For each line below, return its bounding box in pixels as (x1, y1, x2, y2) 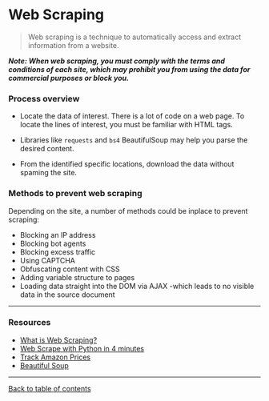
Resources (8, 317, 51, 328)
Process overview (8, 93, 80, 104)
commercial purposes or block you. (8, 73, 130, 82)
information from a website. (27, 40, 119, 50)
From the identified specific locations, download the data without (19, 159, 235, 169)
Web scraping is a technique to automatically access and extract (27, 32, 242, 42)
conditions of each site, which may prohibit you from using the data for (8, 64, 251, 74)
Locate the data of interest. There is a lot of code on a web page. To (19, 111, 245, 121)
